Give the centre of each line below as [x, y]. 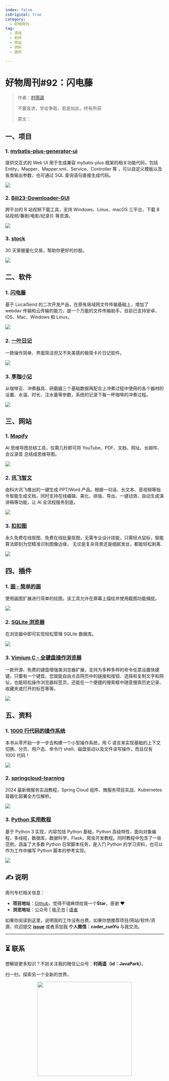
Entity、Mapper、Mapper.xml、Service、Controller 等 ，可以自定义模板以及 [84, 169]
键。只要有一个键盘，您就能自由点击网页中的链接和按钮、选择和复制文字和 [82, 676]
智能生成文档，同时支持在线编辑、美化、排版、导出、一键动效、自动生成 [84, 495]
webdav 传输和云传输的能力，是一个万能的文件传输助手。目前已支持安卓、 [82, 311]
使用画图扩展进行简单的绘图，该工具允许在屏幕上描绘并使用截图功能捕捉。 [82, 598]
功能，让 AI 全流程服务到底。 [48, 502]
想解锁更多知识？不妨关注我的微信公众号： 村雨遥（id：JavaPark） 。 [76, 964]
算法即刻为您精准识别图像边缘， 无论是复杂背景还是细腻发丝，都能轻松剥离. [83, 544]
